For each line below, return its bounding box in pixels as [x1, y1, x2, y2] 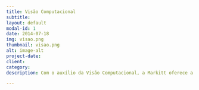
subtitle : [6, 14, 31, 20]
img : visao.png [6, 36, 44, 42]
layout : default [6, 20, 46, 26]
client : [6, 58, 26, 64]
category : [6, 64, 31, 70]
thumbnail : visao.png [6, 42, 60, 48]
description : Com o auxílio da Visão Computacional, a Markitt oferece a [6, 70, 194, 76]
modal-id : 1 [6, 25, 36, 32]
